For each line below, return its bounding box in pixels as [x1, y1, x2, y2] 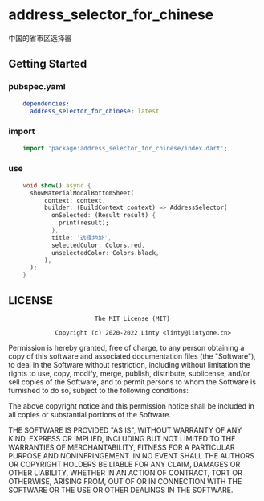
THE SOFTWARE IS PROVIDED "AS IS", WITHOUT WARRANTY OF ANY [8, 425, 242, 435]
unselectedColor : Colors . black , [51, 248, 160, 257]
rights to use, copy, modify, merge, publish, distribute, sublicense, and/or [8, 368, 250, 379]
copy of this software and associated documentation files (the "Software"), [8, 351, 257, 361]
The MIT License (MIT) [94, 315, 171, 323]
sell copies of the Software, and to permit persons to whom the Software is [8, 377, 257, 387]
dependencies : [22, 99, 70, 108]
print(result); [59, 219, 110, 227]
